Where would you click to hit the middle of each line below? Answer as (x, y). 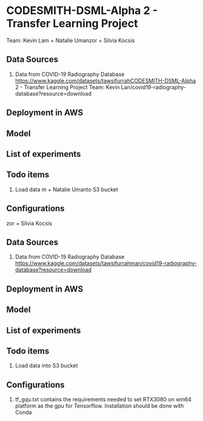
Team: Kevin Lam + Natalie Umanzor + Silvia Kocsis (71, 40)
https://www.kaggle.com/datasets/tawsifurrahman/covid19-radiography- (106, 263)
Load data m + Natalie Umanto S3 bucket (66, 189)
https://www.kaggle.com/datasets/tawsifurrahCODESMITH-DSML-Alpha (105, 80)
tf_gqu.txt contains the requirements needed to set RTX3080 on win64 (103, 400)
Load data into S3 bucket (46, 366)
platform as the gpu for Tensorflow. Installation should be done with (99, 406)
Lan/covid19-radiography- (154, 87)
